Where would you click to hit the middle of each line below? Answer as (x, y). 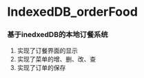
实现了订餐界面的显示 (47, 51)
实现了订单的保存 (41, 68)
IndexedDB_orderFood (72, 12)
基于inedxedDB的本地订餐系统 (58, 35)
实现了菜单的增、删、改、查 (56, 60)
